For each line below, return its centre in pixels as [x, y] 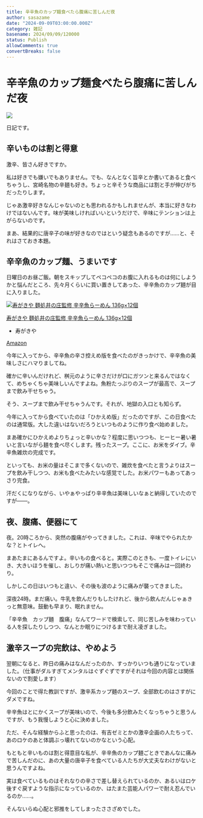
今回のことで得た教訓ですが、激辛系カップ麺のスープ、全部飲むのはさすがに [101, 691]
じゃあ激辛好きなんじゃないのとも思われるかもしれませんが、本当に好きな [99, 205]
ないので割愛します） [33, 678]
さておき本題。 [35, 240]
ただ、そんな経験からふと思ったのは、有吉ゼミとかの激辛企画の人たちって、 [101, 732]
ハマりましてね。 [48, 363]
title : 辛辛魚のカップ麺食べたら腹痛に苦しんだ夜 [61, 12]
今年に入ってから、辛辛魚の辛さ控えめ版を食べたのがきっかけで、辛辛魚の [99, 355]
